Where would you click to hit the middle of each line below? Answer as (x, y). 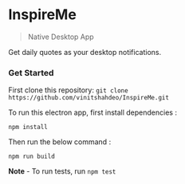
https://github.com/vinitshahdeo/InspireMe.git (89, 98)
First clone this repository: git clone (69, 90)
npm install (28, 127)
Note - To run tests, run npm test (62, 171)
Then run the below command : (60, 142)
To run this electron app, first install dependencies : (93, 112)
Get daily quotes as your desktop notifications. (85, 52)
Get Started (31, 72)
